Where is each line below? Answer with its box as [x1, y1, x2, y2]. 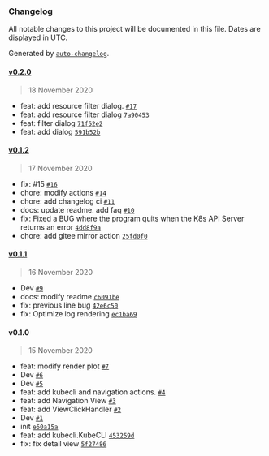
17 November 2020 [28, 163, 93, 173]
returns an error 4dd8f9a [20, 222, 102, 232]
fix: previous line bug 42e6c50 [20, 300, 119, 310]
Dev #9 [20, 282, 43, 293]
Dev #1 [20, 413, 43, 423]
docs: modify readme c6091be [20, 291, 119, 301]
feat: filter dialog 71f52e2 [20, 118, 103, 127]
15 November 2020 [28, 346, 93, 355]
